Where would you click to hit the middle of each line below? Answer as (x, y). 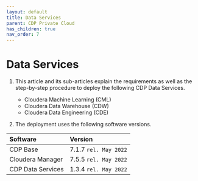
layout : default (27, 12)
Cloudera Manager (36, 160)
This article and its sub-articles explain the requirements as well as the (104, 81)
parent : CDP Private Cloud (41, 23)
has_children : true (31, 29)
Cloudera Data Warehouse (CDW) (67, 106)
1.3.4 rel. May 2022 (98, 169)
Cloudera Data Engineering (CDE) (66, 112)
